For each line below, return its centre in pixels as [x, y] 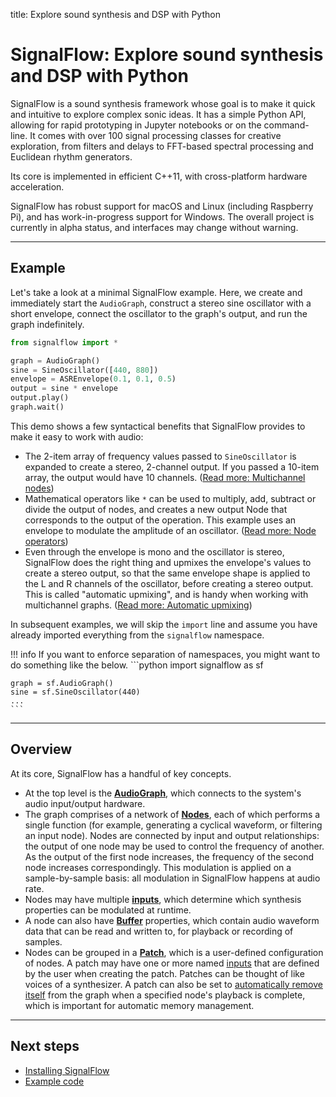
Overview [41, 749]
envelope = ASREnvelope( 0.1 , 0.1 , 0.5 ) [93, 379]
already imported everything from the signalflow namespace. [137, 635]
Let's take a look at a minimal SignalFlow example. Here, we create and [156, 292]
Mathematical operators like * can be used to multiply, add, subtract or [170, 498]
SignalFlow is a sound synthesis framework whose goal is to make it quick [163, 103]
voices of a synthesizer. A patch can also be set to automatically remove [173, 984]
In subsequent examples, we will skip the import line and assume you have [164, 624]
